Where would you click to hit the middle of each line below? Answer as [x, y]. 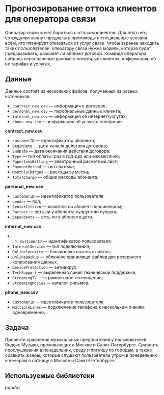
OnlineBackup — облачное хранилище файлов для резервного [77, 257]
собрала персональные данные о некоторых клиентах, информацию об [81, 58]
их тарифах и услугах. [28, 64]
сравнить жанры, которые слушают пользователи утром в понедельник [81, 355]
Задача [17, 328]
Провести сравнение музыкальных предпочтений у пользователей [76, 340]
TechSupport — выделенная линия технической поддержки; [74, 272]
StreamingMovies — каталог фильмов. [51, 283]
